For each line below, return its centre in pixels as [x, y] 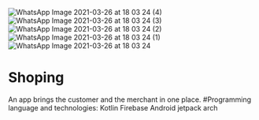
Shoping [36, 78]
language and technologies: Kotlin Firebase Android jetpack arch [113, 107]
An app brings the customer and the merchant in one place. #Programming [130, 99]
